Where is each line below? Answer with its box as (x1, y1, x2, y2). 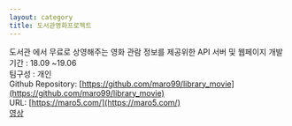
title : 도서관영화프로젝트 (9, 21, 92, 30)
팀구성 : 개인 (9, 68, 52, 79)
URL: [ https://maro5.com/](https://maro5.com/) (9, 97, 181, 107)
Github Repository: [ (9, 78, 82, 89)
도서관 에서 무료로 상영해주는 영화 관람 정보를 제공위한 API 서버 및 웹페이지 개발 (9, 46, 283, 57)
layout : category (9, 12, 73, 22)
